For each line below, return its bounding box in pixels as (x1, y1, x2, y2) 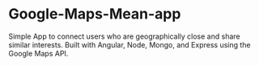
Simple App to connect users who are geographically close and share (8, 31, 240, 41)
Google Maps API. (8, 48, 69, 58)
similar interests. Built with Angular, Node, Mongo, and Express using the (8, 39, 251, 49)
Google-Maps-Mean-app (8, 5, 181, 23)
